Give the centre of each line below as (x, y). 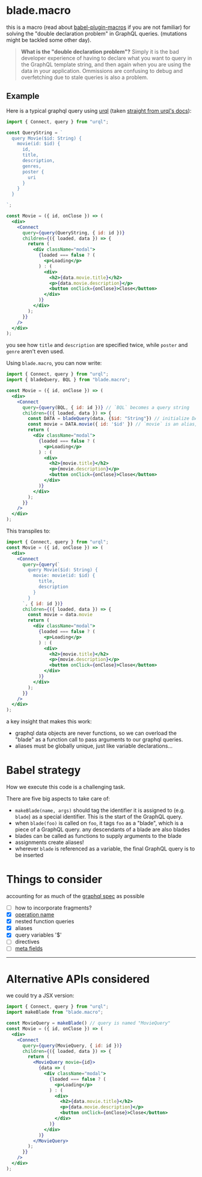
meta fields (29, 949)
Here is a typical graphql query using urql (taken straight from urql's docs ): (99, 111)
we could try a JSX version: (40, 996)
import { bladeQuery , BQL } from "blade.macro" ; (68, 380)
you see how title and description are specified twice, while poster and (97, 345)
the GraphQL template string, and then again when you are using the (106, 64)
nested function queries (44, 922)
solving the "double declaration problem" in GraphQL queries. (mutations (97, 33)
